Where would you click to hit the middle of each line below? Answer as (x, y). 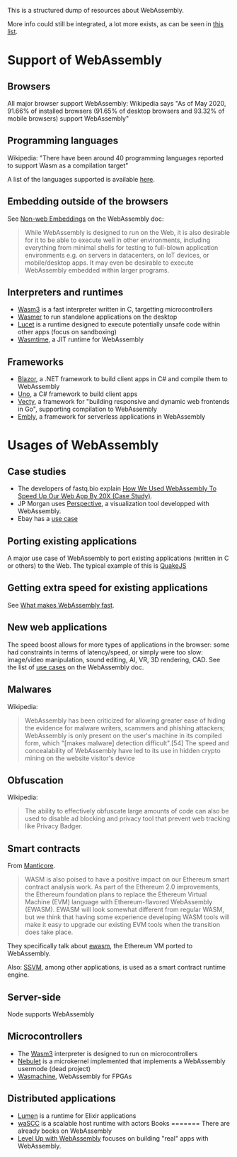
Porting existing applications (72, 541)
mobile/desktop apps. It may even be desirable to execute (109, 263)
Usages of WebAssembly (83, 445)
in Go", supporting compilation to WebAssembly (87, 409)
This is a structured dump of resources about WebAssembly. (96, 10)
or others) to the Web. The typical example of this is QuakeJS (97, 566)
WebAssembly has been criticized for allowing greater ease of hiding (125, 720)
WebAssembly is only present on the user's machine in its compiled (123, 735)
